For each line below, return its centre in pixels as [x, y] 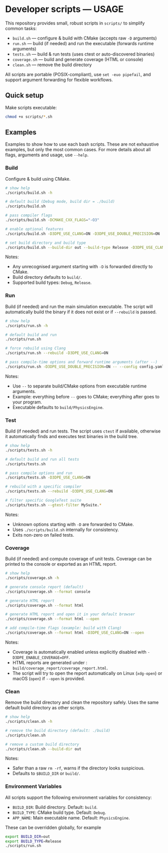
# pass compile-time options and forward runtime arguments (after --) [81, 362]
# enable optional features [34, 229]
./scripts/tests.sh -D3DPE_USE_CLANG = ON [48, 478]
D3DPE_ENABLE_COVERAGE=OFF [40, 658]
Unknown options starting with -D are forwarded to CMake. [73, 524]
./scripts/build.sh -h [29, 193]
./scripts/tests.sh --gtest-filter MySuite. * [53, 505]
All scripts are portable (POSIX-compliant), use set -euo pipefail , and [78, 74]
